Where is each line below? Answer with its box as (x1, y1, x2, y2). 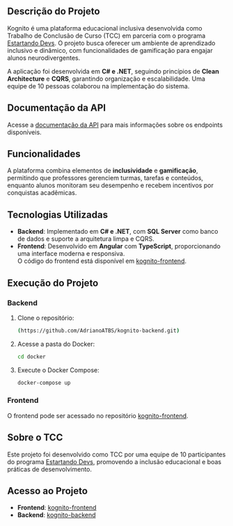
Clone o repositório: (17, 313, 74, 322)
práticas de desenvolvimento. (7, 465, 93, 473)
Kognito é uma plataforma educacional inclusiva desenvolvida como (7, 24, 203, 32)
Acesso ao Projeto (7, 485, 88, 497)
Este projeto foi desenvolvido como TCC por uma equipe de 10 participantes (7, 450, 226, 459)
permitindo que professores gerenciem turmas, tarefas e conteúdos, (7, 174, 204, 182)
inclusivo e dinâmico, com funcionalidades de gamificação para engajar (7, 46, 214, 54)
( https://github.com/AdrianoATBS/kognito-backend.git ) (17, 327, 180, 334)
